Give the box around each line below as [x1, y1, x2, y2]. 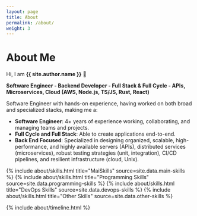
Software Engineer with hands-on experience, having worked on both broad [6, 100, 192, 107]
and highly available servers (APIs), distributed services [49, 143, 186, 151]
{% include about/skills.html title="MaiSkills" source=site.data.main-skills [6, 167, 185, 174]
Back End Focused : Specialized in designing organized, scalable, [14, 137, 175, 144]
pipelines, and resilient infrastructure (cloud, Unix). [14, 156, 139, 163]
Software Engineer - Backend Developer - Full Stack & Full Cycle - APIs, [6, 82, 186, 89]
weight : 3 [6, 25, 31, 32]
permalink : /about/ [6, 20, 55, 26]
